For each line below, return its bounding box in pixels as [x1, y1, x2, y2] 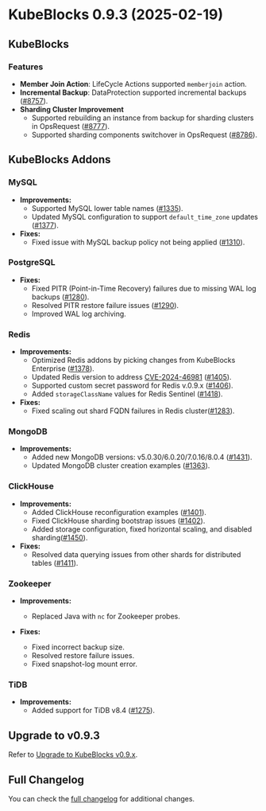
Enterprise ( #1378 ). [31, 364, 95, 373]
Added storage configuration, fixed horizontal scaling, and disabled [31, 524, 253, 534]
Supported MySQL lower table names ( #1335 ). [31, 203, 184, 212]
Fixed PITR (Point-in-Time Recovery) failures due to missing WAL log [31, 283, 256, 293]
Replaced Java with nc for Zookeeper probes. [31, 611, 180, 622]
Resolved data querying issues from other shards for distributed [31, 549, 241, 559]
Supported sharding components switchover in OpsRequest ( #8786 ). [31, 130, 258, 139]
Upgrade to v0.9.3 [8, 728, 101, 742]
